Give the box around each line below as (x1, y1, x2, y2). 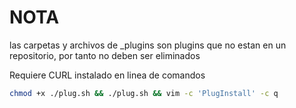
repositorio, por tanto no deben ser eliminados (9, 49, 201, 61)
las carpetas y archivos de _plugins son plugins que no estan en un (9, 39, 287, 51)
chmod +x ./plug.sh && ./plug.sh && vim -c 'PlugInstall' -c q (9, 88, 279, 98)
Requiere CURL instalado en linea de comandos (9, 69, 206, 81)
